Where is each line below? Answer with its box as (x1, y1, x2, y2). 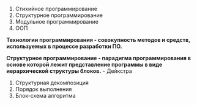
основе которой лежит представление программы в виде (6, 61, 163, 68)
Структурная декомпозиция (15, 79, 89, 86)
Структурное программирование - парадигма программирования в (6, 55, 191, 61)
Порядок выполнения (15, 86, 72, 93)
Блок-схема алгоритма (15, 92, 76, 99)
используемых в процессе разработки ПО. (6, 42, 122, 50)
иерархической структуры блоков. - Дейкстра (6, 67, 133, 75)
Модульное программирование (15, 18, 99, 25)
